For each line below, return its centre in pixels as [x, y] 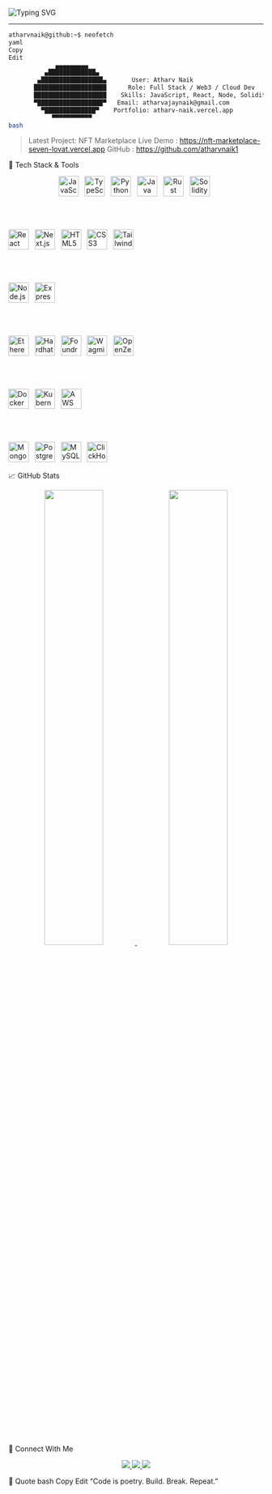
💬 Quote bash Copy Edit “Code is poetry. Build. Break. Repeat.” [113, 1481]
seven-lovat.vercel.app [66, 149]
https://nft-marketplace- [220, 141]
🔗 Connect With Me [41, 1449]
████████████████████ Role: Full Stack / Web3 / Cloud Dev [144, 88]
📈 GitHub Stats [34, 476]
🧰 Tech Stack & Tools [44, 165]
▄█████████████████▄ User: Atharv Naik [116, 80]
